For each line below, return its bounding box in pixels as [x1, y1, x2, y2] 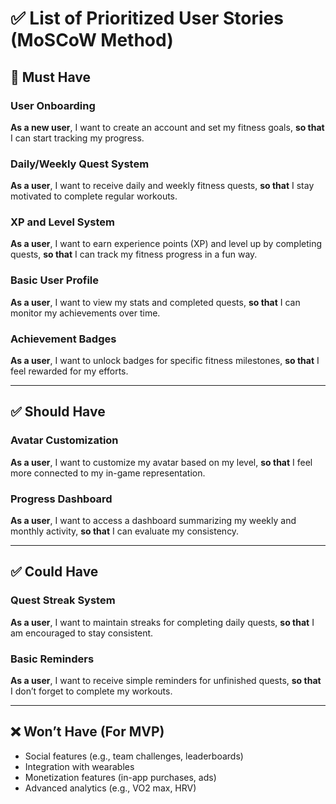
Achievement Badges [10, 332, 117, 346]
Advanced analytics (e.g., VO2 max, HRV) [24, 782, 197, 794]
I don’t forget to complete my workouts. [10, 685, 173, 697]
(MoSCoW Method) [10, 29, 174, 52]
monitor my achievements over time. [10, 307, 161, 319]
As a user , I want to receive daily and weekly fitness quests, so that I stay [10, 180, 315, 192]
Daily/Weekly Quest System [10, 157, 150, 171]
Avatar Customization [10, 433, 119, 447]
